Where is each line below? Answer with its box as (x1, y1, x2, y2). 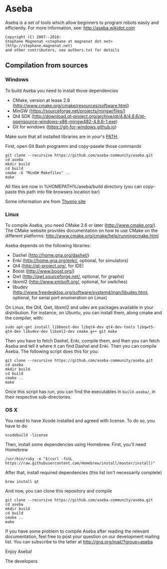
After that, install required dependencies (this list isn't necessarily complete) (5, 470, 162, 476)
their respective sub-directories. (5, 394, 71, 400)
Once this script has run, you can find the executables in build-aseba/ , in (5, 388, 156, 395)
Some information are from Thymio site (5, 198, 86, 204)
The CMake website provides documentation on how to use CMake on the (5, 227, 158, 233)
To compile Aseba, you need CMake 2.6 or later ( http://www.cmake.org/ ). (5, 222, 156, 228)
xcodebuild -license (5, 433, 48, 438)
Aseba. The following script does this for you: (5, 348, 99, 354)
